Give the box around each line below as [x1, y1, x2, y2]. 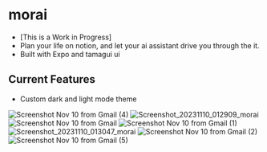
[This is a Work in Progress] [19, 32, 112, 42]
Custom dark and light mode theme [19, 94, 137, 104]
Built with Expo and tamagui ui [19, 49, 120, 59]
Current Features [8, 72, 96, 86]
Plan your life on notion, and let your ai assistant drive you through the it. [19, 40, 260, 50]
